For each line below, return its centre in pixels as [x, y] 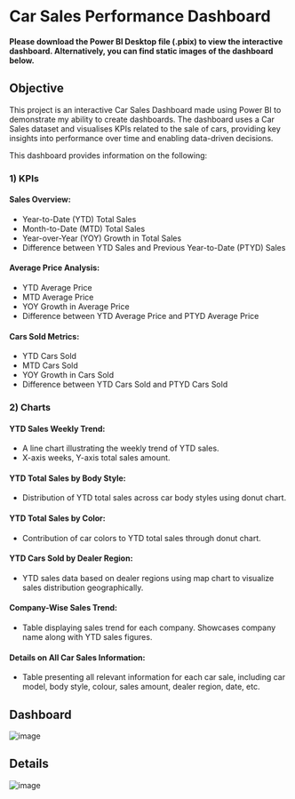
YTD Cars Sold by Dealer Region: [71, 558]
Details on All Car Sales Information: [77, 657]
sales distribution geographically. [83, 587]
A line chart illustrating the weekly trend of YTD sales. [120, 448]
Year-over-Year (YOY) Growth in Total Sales [102, 238]
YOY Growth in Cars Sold [68, 375]
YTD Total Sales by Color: [57, 518]
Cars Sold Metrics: [44, 336]
